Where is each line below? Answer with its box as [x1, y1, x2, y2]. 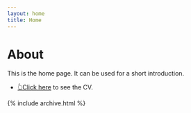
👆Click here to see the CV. [17, 83, 94, 92]
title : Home [7, 17, 42, 24]
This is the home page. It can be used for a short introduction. [7, 69, 185, 78]
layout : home [7, 10, 45, 17]
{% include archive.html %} [7, 99, 86, 107]
